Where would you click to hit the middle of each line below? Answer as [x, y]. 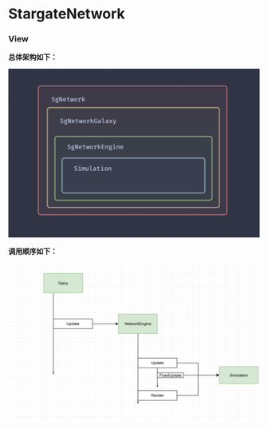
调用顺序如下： [33, 251]
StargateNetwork [67, 14]
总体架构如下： [33, 58]
